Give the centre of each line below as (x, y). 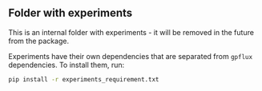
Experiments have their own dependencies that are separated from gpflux (131, 56)
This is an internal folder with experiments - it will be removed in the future (131, 32)
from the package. (39, 41)
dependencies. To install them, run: (67, 65)
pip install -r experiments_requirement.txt (84, 79)
